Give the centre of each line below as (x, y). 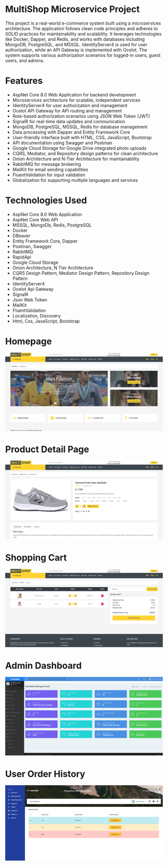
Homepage (28, 341)
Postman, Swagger (32, 246)
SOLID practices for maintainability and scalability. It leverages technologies (83, 34)
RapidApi (22, 257)
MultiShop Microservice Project (72, 9)
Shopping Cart (36, 557)
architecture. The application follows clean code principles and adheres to (82, 28)
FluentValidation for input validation (49, 175)
